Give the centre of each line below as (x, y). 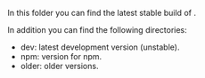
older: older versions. (59, 66)
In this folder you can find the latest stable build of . (102, 13)
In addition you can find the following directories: (97, 30)
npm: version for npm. (61, 56)
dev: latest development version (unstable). (100, 47)
